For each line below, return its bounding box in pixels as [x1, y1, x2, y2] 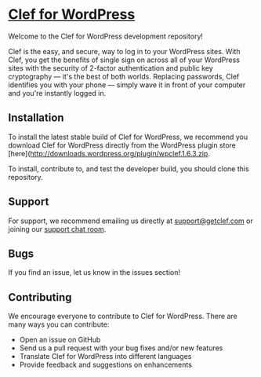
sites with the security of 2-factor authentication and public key [8, 63, 213, 72]
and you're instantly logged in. [8, 88, 107, 97]
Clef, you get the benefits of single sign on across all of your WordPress [8, 55, 241, 64]
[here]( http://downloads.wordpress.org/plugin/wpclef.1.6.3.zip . [8, 148, 210, 158]
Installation [8, 112, 64, 125]
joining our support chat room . [8, 224, 107, 233]
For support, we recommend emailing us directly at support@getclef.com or [8, 216, 253, 225]
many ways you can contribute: [8, 320, 110, 329]
